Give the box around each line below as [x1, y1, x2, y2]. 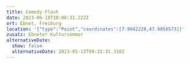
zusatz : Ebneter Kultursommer [6, 32, 84, 38]
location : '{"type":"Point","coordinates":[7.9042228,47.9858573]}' [6, 26, 185, 32]
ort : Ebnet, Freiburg [6, 20, 62, 26]
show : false [12, 43, 43, 49]
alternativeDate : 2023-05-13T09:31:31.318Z [12, 49, 124, 55]
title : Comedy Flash [6, 9, 59, 15]
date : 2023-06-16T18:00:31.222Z [6, 15, 89, 21]
